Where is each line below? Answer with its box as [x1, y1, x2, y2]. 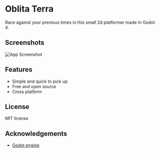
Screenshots [5, 39, 45, 47]
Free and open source [12, 83, 57, 89]
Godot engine [12, 142, 40, 148]
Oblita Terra [5, 3, 54, 15]
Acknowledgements [5, 129, 67, 138]
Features [5, 65, 32, 74]
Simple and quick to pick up [12, 78, 68, 84]
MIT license [5, 115, 29, 122]
